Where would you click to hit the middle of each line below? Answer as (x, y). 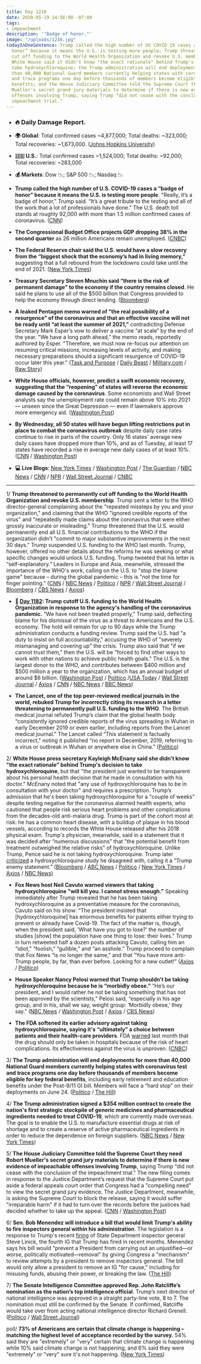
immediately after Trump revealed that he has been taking (86, 898)
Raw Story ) (29, 369)
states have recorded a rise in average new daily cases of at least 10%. (102, 449)
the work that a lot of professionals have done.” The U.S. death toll (97, 207)
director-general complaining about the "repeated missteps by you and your (100, 506)
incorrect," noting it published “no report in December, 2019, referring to (104, 740)
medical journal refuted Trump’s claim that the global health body (95, 714)
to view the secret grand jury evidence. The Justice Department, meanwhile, (101, 1192)
